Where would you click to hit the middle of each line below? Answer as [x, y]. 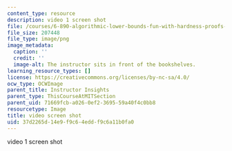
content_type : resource [41, 13]
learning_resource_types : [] [49, 71]
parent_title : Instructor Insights [58, 90]
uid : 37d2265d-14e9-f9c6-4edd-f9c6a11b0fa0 [71, 122]
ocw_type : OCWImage [35, 84]
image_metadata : [30, 45]
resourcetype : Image [37, 109]
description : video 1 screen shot [57, 20]
